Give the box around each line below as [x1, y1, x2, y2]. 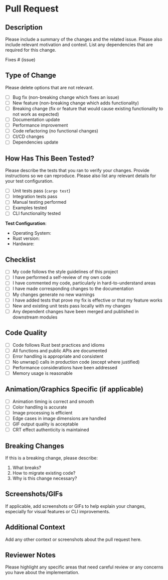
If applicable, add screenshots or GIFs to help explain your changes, [5, 503, 146, 509]
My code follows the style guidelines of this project [12, 269, 118, 275]
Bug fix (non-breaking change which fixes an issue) [12, 94, 119, 100]
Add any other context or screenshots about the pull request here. [5, 536, 142, 542]
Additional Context [5, 523, 65, 532]
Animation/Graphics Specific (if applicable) [5, 385, 144, 394]
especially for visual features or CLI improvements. [5, 508, 110, 514]
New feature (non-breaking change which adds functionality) [12, 100, 139, 106]
